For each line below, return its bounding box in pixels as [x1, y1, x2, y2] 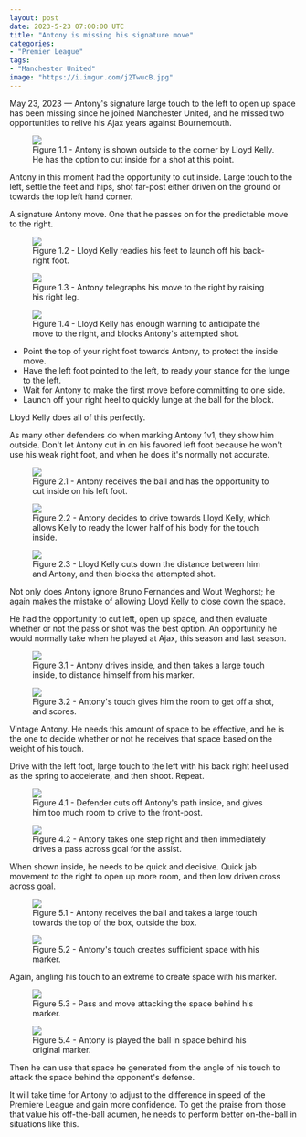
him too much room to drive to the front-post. [32, 806, 203, 817]
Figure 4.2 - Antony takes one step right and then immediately [32, 833, 267, 845]
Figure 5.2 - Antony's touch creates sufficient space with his [32, 943, 260, 954]
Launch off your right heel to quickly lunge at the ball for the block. [22, 394, 274, 405]
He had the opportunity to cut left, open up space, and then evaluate [9, 613, 268, 624]
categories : [9, 38, 55, 48]
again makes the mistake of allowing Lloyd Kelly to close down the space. [9, 595, 286, 606]
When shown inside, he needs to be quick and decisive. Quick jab [9, 860, 258, 872]
